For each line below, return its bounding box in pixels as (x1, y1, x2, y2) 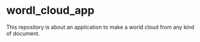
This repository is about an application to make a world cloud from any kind (6, 23, 195, 31)
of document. (6, 29, 41, 37)
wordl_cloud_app (6, 4, 95, 17)
